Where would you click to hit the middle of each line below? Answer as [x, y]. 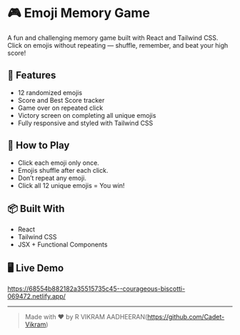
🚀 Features [32, 75]
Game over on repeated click [60, 108]
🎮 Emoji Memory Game [79, 13]
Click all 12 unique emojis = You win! [71, 185]
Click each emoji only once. [59, 162]
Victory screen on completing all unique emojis [87, 115]
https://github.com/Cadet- [186, 317]
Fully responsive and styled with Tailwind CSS [85, 123]
